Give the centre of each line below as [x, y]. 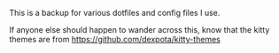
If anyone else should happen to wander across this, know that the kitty [139, 30]
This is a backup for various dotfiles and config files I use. [115, 13]
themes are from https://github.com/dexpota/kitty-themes [115, 39]
